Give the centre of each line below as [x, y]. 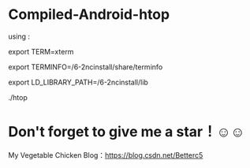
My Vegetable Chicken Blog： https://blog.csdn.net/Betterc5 [106, 155]
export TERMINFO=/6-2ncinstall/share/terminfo [86, 67]
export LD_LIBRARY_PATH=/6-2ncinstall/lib [78, 82]
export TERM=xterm [41, 51]
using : [19, 36]
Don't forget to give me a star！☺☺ [127, 132]
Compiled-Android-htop [89, 15]
